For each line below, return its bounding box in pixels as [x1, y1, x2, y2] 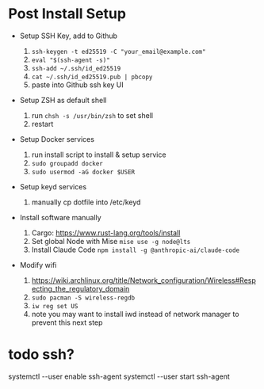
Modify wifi [19, 260, 57, 269]
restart [31, 119, 54, 128]
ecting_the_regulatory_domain [31, 284, 130, 293]
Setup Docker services [19, 134, 95, 143]
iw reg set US [31, 302, 78, 310]
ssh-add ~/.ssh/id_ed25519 [31, 64, 121, 72]
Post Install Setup [8, 5, 127, 23]
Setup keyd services [19, 181, 87, 191]
